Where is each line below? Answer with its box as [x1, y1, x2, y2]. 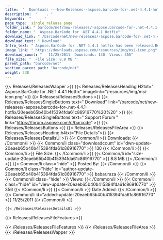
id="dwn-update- [116, 140, 152, 146]
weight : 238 [5, 70, 29, 75]
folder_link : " [5, 25, 36, 30]
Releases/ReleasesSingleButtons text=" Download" [5, 99, 108, 105]
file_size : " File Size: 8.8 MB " [5, 57, 77, 62]
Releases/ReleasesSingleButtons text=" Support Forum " [5, 114, 118, 120]
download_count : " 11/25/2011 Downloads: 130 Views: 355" [5, 52, 133, 57]
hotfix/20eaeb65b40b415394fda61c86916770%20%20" [5, 109, 118, 115]
